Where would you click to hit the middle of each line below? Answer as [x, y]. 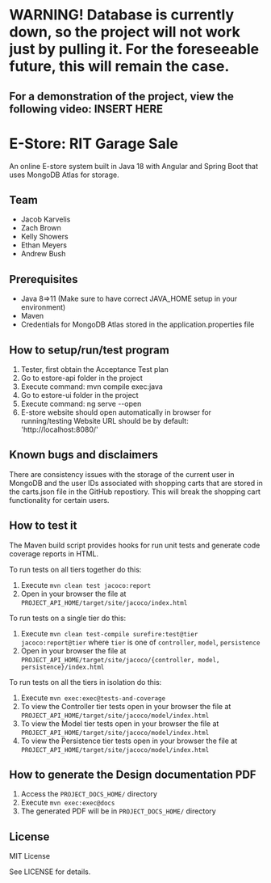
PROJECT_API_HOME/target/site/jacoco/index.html [104, 603]
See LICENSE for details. [50, 872]
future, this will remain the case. [119, 67]
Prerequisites [44, 279]
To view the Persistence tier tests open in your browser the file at [129, 741]
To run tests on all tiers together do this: [75, 569]
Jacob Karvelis [46, 219]
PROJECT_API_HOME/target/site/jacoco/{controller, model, [120, 660]
